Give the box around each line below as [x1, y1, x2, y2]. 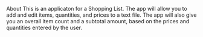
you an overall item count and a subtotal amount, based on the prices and [6, 18, 190, 24]
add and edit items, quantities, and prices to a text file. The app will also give [6, 11, 197, 18]
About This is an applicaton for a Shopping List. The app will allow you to [6, 5, 187, 12]
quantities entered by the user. [6, 24, 83, 31]
